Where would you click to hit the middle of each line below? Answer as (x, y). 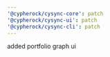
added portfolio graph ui (42, 47)
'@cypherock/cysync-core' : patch (55, 14)
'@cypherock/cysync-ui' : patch (52, 20)
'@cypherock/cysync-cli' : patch (54, 26)
